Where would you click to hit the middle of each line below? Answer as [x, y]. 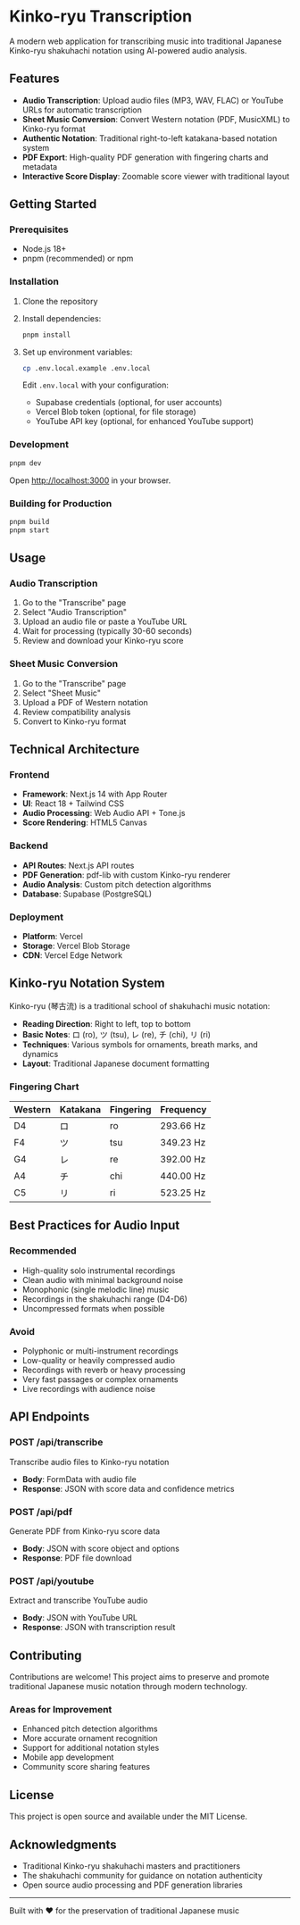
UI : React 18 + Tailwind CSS [73, 804]
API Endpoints [50, 1417]
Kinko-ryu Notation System [87, 983]
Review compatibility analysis [76, 712]
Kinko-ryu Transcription [101, 17]
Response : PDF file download [77, 1558]
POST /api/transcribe [56, 1442]
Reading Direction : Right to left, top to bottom [107, 1023]
